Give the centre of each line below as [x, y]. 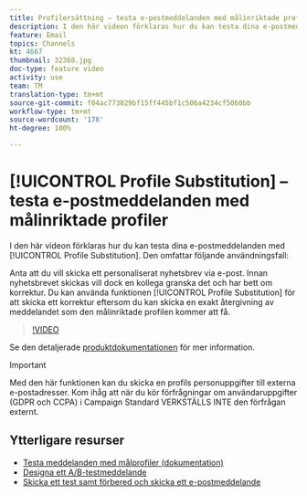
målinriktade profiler [89, 221]
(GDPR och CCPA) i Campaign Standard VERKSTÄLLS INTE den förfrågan [148, 402]
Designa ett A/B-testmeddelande [85, 472]
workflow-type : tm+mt [51, 111]
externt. [24, 411]
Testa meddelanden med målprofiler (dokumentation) [123, 462]
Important [28, 364]
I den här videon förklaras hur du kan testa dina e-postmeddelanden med [148, 245]
